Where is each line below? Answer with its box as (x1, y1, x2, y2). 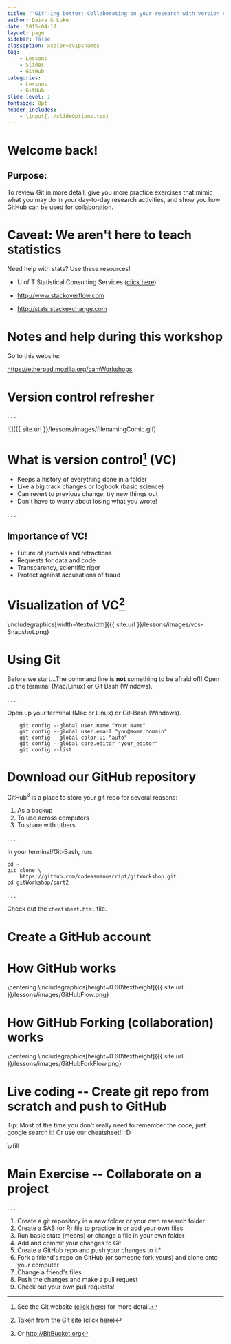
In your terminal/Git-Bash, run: (7, 848, 93, 856)
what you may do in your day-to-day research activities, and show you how (7, 195, 221, 204)
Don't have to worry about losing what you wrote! (16, 497, 157, 505)
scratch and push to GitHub (7, 1098, 167, 1114)
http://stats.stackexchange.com (16, 304, 107, 313)
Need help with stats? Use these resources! (7, 264, 131, 273)
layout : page (7, 29, 45, 37)
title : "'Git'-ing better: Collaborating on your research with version (7, 10, 220, 17)
